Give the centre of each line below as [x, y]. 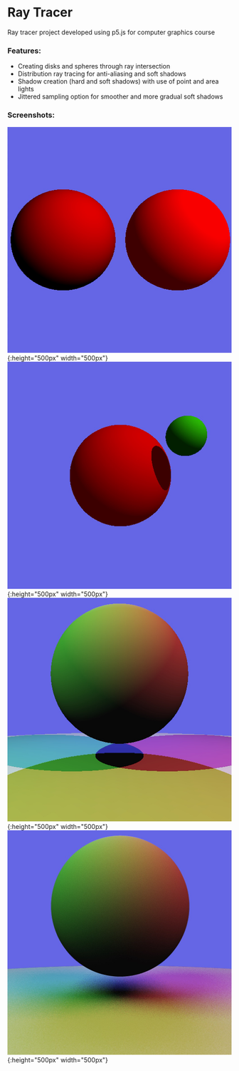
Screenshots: [31, 115]
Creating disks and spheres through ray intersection [94, 66]
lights [26, 89]
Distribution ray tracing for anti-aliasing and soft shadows [102, 74]
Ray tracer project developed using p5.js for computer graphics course [111, 32]
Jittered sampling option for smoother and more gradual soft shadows [120, 96]
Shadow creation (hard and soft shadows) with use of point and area [118, 81]
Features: [24, 51]
